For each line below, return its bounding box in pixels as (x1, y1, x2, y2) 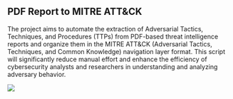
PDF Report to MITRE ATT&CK (7, 6, 143, 18)
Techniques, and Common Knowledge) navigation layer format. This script (7, 47, 226, 56)
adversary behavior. (7, 70, 66, 78)
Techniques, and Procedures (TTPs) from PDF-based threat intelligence (7, 32, 219, 41)
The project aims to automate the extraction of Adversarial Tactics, (7, 24, 204, 33)
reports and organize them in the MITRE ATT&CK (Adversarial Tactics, (7, 39, 212, 48)
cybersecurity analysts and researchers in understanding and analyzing (7, 62, 218, 71)
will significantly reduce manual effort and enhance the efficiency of (7, 55, 208, 63)
